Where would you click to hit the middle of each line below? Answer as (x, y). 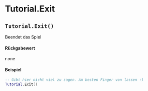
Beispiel (13, 70)
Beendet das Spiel (23, 37)
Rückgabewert (20, 48)
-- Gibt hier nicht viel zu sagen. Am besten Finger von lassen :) (74, 80)
